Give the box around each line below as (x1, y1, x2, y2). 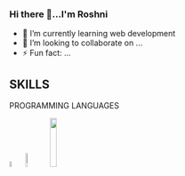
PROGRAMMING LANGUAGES (9, 100, 120, 111)
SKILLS (9, 76, 51, 92)
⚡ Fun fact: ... (21, 48, 71, 59)
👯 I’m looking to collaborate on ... (21, 37, 143, 48)
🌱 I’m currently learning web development (21, 28, 176, 39)
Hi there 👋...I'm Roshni (9, 8, 109, 20)
